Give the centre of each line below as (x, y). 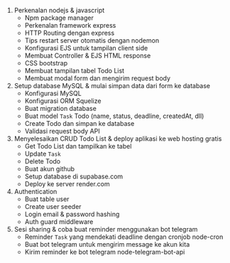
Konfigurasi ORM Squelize (63, 101)
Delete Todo (43, 161)
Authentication (35, 192)
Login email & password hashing (72, 214)
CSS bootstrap (46, 63)
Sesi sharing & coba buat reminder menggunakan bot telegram (106, 229)
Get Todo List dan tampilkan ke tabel (78, 146)
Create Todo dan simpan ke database (80, 123)
